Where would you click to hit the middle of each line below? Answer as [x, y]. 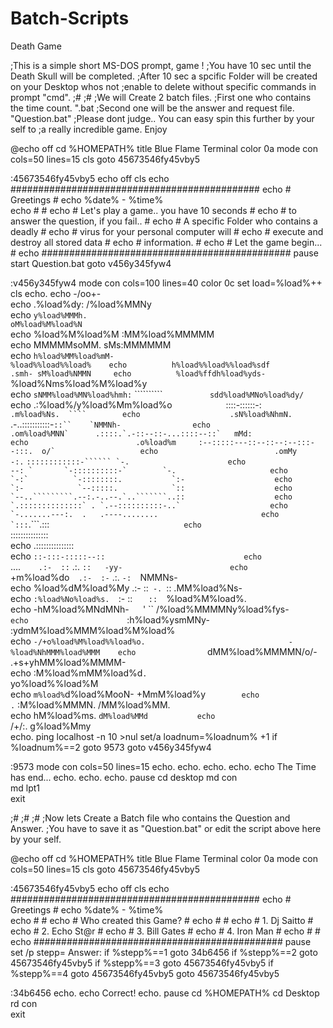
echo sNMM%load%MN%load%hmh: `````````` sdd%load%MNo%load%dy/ [157, 394]
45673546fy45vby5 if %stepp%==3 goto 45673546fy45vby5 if [142, 963]
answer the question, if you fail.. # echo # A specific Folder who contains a [164, 221]
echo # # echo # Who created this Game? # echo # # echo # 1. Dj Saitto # [162, 920]
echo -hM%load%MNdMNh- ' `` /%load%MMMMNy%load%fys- [150, 609]
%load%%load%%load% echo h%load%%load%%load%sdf [140, 365]
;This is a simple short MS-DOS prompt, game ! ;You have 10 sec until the [161, 65]
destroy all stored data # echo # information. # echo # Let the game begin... [166, 242]
